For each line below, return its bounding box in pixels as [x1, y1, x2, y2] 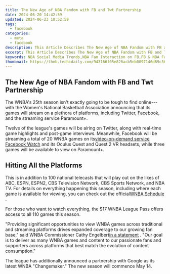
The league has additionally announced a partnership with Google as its [5, 257, 155, 263]
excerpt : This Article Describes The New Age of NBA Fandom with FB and [5, 50, 162, 55]
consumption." [5, 248, 36, 254]
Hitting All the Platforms [5, 161, 82, 170]
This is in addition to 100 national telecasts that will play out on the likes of [5, 174, 159, 180]
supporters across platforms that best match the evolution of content [5, 242, 149, 248]
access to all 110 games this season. [5, 211, 81, 217]
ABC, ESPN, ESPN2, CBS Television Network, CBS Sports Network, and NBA [5, 180, 165, 186]
